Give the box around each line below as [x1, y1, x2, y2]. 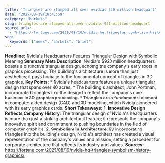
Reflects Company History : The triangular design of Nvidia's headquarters [5, 110, 157, 116]
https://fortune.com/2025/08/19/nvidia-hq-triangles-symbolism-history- [5, 147, 151, 153]
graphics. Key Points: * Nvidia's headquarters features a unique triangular [5, 79, 156, 85]
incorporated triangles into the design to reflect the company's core [5, 89, 142, 95]
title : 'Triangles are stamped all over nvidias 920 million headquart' [5, 7, 157, 12]
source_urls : [5, 26, 32, 31]
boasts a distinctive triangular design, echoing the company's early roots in [5, 63, 158, 69]
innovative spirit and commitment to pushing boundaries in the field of [5, 121, 147, 127]
